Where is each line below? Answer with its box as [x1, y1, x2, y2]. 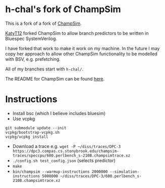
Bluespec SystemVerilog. [5, 35, 57, 42]
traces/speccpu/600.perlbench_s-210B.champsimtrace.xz [12, 153, 131, 158]
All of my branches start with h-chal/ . [5, 66, 84, 72]
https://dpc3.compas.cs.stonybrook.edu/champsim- [12, 148, 120, 154]
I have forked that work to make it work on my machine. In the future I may [5, 45, 160, 51]
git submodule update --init [5, 125, 67, 130]
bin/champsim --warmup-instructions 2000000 [12, 169, 108, 174]
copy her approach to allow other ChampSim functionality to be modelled [5, 51, 158, 57]
